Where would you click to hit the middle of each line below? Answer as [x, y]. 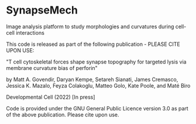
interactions [30, 32]
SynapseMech [42, 10]
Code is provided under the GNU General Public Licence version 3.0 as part [97, 108]
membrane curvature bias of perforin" [52, 68]
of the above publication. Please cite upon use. [63, 115]
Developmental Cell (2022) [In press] [51, 97]
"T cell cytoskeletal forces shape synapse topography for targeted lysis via [96, 62]
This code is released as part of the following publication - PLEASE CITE [93, 44]
